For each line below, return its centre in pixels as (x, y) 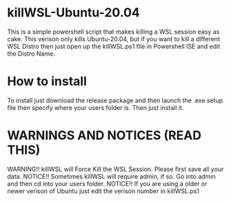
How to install (47, 81)
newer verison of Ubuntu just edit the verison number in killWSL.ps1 (103, 191)
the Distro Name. (31, 54)
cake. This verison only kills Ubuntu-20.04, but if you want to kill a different (114, 38)
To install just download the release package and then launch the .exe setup (115, 100)
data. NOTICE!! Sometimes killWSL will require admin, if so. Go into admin (111, 176)
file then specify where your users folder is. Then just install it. (96, 107)
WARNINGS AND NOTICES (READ (104, 136)
